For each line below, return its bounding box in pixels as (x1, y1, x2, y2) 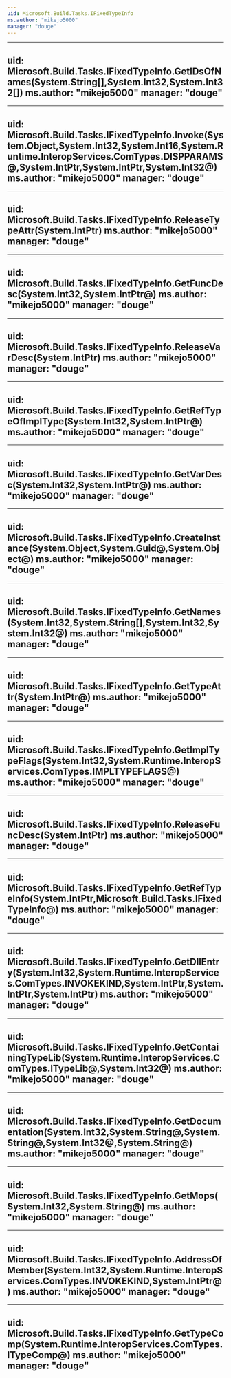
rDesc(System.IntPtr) (7, 352, 101, 364)
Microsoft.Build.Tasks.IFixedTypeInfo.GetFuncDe (7, 278, 223, 290)
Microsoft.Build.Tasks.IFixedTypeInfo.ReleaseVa (7, 341, 221, 353)
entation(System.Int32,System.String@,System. (7, 1126, 221, 1138)
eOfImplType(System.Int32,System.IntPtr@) (7, 416, 203, 427)
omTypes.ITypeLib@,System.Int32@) (7, 1063, 172, 1075)
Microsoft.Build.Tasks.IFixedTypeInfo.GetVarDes (7, 469, 222, 480)
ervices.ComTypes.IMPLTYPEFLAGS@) (7, 765, 180, 777)
